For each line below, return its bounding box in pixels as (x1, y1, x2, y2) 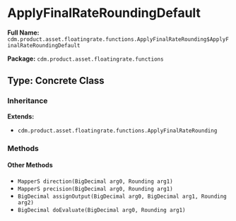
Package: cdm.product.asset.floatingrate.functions (7, 54, 164, 63)
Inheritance (7, 96, 48, 106)
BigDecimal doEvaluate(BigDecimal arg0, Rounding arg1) (17, 206, 186, 213)
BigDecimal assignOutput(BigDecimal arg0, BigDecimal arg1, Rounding (17, 193, 228, 200)
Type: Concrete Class (7, 75, 105, 87)
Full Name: (7, 28, 40, 37)
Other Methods (7, 161, 53, 169)
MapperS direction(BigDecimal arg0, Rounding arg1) (17, 178, 173, 185)
